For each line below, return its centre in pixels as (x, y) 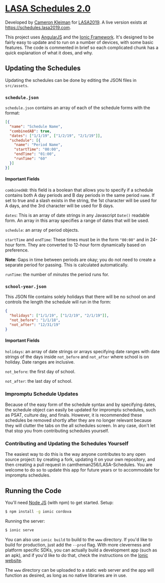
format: (13, 113)
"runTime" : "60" (31, 159)
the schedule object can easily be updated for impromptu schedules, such (81, 410)
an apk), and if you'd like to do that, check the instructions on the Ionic (77, 555)
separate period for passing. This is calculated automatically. (67, 265)
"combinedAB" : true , (31, 131)
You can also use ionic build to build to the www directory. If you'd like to (79, 539)
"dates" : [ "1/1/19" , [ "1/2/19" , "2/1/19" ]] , (56, 136)
